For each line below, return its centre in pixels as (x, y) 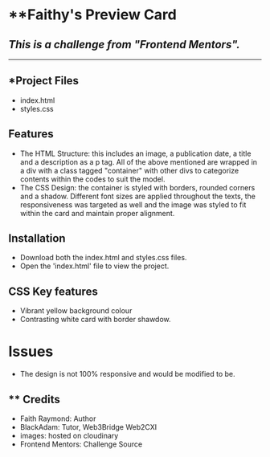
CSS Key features (53, 291)
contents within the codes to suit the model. (92, 179)
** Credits (34, 399)
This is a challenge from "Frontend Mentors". (124, 45)
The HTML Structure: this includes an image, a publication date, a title (135, 153)
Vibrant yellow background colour (76, 311)
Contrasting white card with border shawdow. (95, 320)
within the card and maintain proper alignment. (97, 213)
